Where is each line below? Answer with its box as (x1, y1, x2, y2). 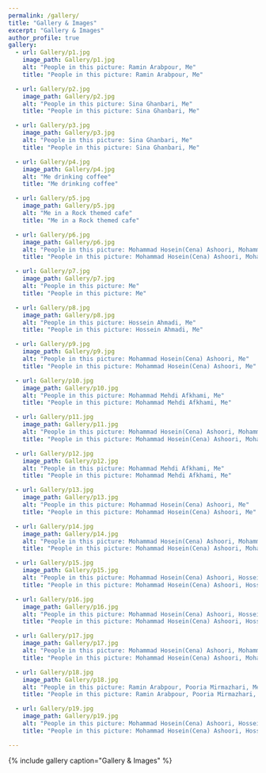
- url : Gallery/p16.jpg (15, 595, 93, 603)
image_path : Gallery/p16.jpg (22, 602, 119, 611)
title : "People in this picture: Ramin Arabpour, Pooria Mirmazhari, (22, 690, 257, 698)
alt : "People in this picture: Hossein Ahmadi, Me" (22, 318, 196, 326)
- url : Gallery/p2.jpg (15, 85, 90, 93)
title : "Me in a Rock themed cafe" (22, 216, 140, 225)
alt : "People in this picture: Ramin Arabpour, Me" (22, 63, 196, 71)
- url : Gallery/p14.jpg (15, 522, 93, 530)
